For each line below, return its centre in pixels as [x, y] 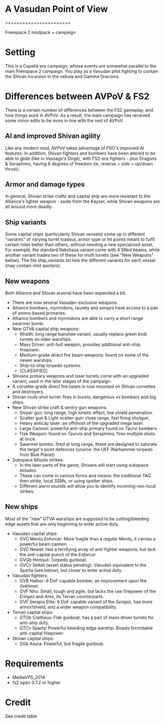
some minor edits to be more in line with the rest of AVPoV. [65, 120]
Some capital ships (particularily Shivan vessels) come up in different [75, 234]
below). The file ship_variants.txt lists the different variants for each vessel [80, 261]
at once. [28, 439]
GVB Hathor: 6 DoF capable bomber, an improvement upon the [83, 580]
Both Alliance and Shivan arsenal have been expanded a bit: [66, 293]
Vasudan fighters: [30, 575]
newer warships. [36, 360]
